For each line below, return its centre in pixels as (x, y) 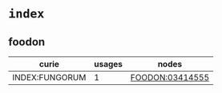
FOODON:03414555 (170, 77)
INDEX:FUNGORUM (49, 77)
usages (108, 64)
